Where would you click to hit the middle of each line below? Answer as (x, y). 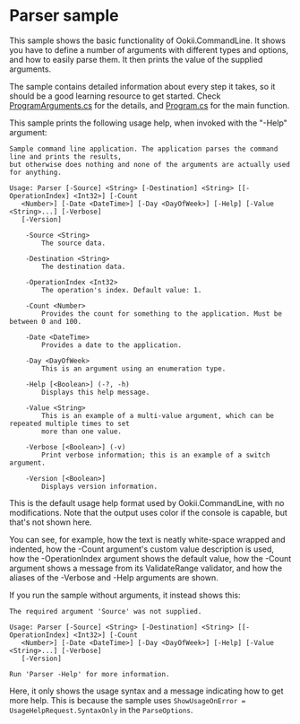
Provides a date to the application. (111, 345)
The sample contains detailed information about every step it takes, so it (142, 86)
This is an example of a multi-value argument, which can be (158, 415)
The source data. (73, 243)
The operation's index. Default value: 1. (122, 290)
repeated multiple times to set (69, 423)
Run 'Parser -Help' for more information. (90, 674)
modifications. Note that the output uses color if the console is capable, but (149, 512)
